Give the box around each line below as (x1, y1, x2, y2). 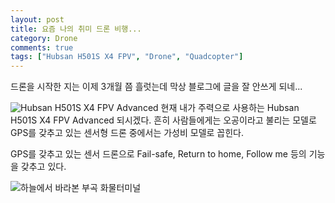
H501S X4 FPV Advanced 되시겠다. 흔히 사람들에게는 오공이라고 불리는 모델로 (10, 114, 317, 126)
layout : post (10, 14, 65, 25)
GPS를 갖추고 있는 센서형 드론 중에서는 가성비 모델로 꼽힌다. (10, 127, 245, 139)
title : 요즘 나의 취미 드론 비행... (10, 24, 142, 34)
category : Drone (10, 33, 78, 43)
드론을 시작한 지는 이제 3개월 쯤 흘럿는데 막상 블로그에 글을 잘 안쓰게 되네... (10, 81, 303, 93)
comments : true (10, 42, 74, 53)
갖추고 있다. (20, 161, 67, 173)
